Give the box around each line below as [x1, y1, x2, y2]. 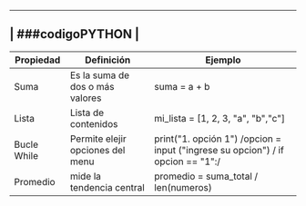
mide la [69, 170, 102, 182]
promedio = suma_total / [154, 170, 259, 182]
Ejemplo [204, 54, 241, 66]
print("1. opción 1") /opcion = [154, 132, 282, 145]
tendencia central [69, 181, 146, 193]
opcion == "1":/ [154, 155, 221, 168]
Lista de [69, 106, 105, 119]
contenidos [69, 117, 118, 130]
